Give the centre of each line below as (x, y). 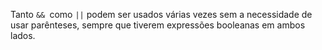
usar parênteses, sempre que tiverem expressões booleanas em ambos (158, 25)
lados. (23, 35)
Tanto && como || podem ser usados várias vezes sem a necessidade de (161, 14)
